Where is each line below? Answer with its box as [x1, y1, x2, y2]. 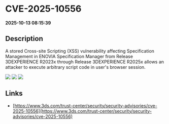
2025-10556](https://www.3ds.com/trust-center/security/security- [12, 108, 152, 114]
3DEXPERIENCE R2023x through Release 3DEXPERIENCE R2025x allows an [5, 59, 164, 65]
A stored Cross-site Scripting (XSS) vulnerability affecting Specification [5, 48, 155, 54]
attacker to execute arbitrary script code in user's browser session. [5, 64, 146, 70]
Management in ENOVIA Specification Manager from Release [5, 53, 133, 59]
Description [5, 34, 43, 43]
